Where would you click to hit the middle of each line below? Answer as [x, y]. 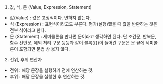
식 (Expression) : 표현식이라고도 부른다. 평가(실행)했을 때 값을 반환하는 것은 [84, 24]
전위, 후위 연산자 [26, 59]
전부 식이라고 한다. [28, 30]
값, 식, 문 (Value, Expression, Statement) [51, 7]
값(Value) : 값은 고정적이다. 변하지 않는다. [50, 18]
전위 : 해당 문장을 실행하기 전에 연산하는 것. [52, 70]
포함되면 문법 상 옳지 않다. [44, 49]
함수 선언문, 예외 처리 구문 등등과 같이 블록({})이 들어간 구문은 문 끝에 [77, 43]
